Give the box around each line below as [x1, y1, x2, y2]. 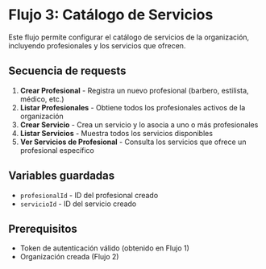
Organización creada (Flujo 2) [19, 252, 119, 262]
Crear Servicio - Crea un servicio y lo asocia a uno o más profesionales [19, 119, 259, 130]
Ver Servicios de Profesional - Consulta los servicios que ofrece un [19, 137, 247, 147]
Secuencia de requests [8, 64, 127, 78]
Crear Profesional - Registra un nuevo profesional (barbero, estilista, [19, 85, 249, 95]
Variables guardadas [8, 169, 115, 183]
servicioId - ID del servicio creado [19, 199, 137, 209]
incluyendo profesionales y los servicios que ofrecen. [8, 40, 186, 50]
